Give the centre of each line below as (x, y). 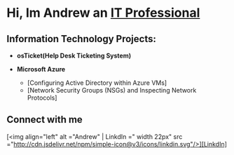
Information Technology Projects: (82, 39)
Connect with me (45, 120)
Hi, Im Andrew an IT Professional (103, 13)
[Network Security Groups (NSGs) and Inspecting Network (112, 90)
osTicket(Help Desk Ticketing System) (74, 55)
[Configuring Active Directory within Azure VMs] (97, 83)
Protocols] (42, 97)
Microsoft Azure (41, 69)
